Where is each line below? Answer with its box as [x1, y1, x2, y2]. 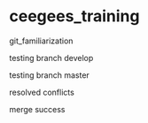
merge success [9, 104, 66, 114]
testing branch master [9, 69, 90, 81]
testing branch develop [9, 52, 94, 63]
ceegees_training [9, 6, 140, 27]
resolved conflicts [9, 87, 75, 97]
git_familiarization [9, 35, 74, 46]
